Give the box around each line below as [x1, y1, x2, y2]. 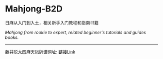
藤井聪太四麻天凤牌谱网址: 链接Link [5, 49, 76, 55]
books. [5, 35, 19, 40]
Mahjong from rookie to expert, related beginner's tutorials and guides [5, 29, 147, 35]
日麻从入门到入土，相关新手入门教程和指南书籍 [5, 20, 98, 25]
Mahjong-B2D [5, 3, 63, 14]
